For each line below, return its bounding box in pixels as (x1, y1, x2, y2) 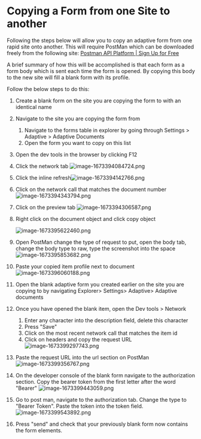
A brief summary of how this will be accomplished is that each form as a (7, 61, 185, 68)
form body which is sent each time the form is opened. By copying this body (7, 67, 195, 74)
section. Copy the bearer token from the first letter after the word (15, 378, 176, 385)
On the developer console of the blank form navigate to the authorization (15, 371, 195, 379)
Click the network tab (15, 162, 69, 169)
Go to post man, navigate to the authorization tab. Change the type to (15, 396, 187, 403)
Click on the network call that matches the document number (15, 186, 167, 193)
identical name (15, 103, 53, 110)
